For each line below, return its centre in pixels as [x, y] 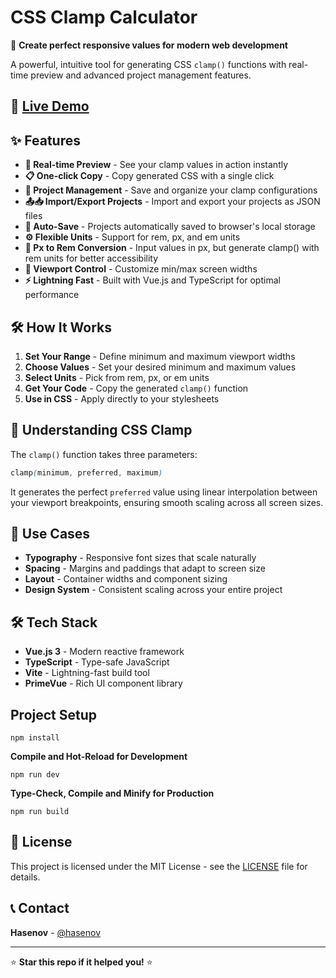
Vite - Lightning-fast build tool [87, 673]
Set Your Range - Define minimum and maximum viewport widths [160, 356]
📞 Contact [40, 908]
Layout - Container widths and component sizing [126, 579]
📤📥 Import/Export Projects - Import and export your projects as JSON [172, 202]
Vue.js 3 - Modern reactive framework [104, 652]
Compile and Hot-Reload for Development [99, 757]
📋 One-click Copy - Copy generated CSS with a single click [149, 176]
